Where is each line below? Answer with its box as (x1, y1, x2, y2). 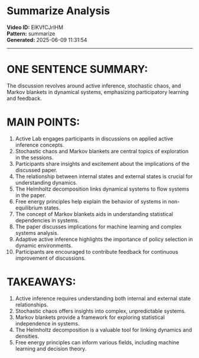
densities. (15, 333, 40, 340)
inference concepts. (15, 141, 64, 149)
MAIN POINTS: (6, 115, 80, 129)
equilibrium (15, 204, 43, 211)
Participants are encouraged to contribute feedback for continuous (15, 248, 179, 255)
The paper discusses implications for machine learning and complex (15, 223, 182, 230)
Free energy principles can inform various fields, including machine (15, 338, 180, 346)
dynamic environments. (15, 241, 73, 249)
